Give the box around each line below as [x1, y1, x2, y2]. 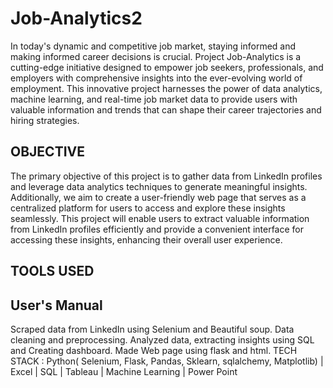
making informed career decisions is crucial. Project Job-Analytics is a [10, 50, 302, 62]
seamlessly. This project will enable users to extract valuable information [10, 212, 310, 224]
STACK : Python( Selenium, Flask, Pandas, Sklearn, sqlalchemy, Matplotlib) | [10, 355, 324, 367]
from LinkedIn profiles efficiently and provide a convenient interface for [10, 223, 305, 235]
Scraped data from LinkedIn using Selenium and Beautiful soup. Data [10, 323, 295, 335]
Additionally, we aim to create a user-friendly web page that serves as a [10, 191, 307, 203]
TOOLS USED [10, 263, 95, 280]
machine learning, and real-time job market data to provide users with [10, 93, 298, 105]
